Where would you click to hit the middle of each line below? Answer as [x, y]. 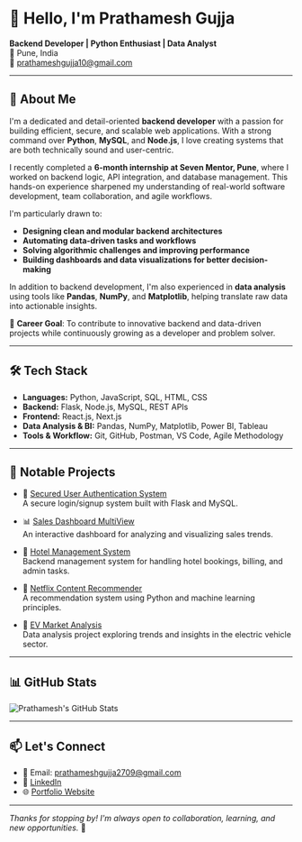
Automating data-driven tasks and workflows [109, 240]
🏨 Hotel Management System [76, 552]
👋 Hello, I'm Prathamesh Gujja [122, 18]
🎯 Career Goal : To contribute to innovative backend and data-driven [135, 323]
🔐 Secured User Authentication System [95, 494]
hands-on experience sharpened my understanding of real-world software [147, 186]
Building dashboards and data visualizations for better [126, 260]
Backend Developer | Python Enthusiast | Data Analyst [113, 43]
